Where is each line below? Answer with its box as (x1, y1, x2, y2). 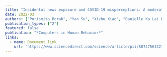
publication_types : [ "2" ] (5, 21, 59, 26)
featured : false (5, 26, 39, 31)
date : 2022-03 (5, 12, 35, 17)
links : (5, 35, 19, 40)
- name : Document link (9, 40, 57, 45)
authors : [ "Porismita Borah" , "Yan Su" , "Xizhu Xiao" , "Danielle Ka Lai (5, 16, 159, 21)
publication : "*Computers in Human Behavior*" (5, 30, 103, 35)
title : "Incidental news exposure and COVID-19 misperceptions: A (5, 7, 146, 12)
